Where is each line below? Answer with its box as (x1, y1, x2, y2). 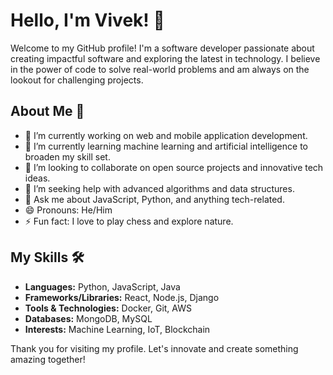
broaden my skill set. (24, 150, 111, 163)
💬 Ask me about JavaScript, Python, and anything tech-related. (24, 193, 285, 205)
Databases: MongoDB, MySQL (24, 312, 153, 324)
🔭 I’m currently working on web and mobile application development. (24, 129, 308, 141)
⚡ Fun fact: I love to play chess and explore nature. (24, 215, 234, 227)
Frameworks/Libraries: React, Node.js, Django (24, 291, 220, 303)
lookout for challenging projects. (10, 74, 144, 86)
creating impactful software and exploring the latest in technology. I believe (10, 52, 321, 64)
